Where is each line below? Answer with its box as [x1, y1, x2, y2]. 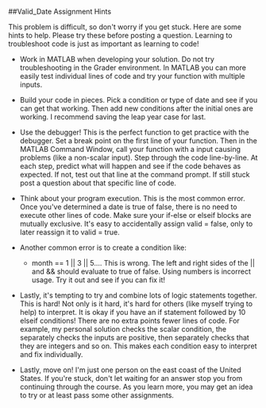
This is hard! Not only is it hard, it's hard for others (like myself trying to [19, 299, 253, 309]
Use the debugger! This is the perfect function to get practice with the [19, 127, 249, 137]
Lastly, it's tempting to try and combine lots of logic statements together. [19, 290, 257, 300]
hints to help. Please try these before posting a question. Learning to [8, 31, 233, 40]
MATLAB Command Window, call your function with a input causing [19, 145, 241, 153]
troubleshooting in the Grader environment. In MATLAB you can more [19, 63, 247, 72]
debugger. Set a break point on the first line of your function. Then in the [19, 136, 258, 146]
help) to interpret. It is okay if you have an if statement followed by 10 [19, 308, 246, 317]
